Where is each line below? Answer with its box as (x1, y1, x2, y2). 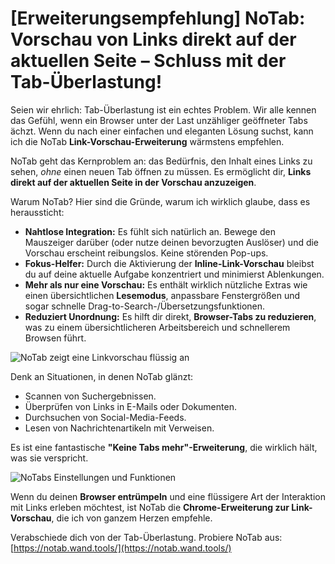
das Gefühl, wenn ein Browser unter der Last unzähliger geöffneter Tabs (10, 114, 308, 126)
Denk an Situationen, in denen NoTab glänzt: (10, 370, 194, 382)
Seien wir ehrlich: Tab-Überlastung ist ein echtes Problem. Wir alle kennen (10, 103, 317, 116)
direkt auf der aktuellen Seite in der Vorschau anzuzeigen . (10, 176, 257, 188)
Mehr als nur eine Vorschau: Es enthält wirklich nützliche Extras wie (24, 278, 308, 291)
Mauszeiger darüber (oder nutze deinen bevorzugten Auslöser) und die (24, 236, 320, 248)
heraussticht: (10, 206, 65, 218)
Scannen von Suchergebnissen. (24, 390, 157, 402)
